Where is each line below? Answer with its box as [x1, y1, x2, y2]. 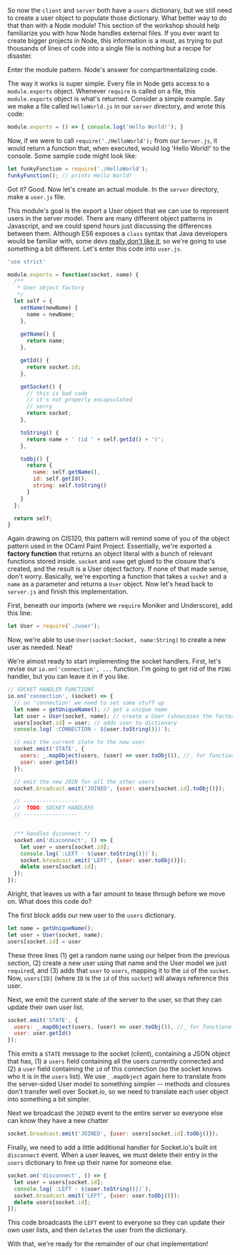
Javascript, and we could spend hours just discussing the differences [7, 221, 212, 230]
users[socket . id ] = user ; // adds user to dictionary [14, 719, 177, 726]
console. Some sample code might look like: [7, 151, 137, 160]
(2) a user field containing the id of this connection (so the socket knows [7, 1064, 222, 1074]
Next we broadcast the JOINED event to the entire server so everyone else [7, 1109, 224, 1117]
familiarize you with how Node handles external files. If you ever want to [7, 29, 220, 37]
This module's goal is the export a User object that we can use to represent [7, 206, 229, 215]
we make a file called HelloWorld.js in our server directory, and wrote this [7, 102, 226, 110]
